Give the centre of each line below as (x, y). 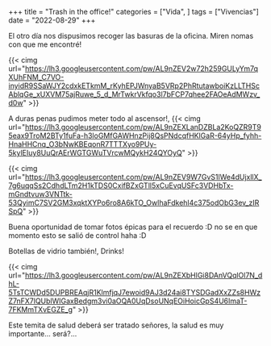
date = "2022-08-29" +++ (52, 20)
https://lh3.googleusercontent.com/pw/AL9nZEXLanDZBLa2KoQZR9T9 (143, 127)
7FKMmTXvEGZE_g (41, 309)
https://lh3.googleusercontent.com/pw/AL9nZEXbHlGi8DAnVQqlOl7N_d (144, 275)
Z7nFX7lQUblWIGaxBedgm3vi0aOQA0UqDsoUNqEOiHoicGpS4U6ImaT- (128, 301)
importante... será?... (43, 333)
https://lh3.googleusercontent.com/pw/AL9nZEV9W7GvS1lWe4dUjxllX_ (143, 177)
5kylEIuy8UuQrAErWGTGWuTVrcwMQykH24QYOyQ (96, 153)
